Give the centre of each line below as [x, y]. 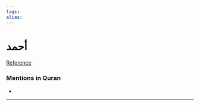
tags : [13, 12]
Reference [19, 63]
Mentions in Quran [34, 78]
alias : [14, 17]
